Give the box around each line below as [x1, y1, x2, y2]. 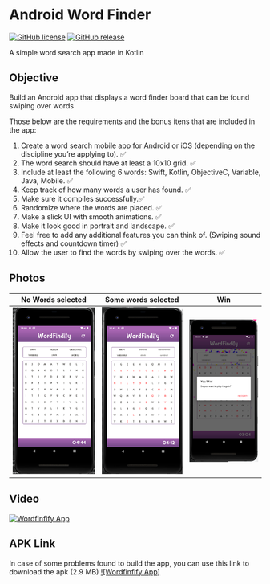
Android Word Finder [9, 6, 151, 24]
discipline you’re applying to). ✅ [20, 149, 127, 158]
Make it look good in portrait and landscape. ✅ [20, 221, 175, 231]
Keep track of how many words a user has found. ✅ [20, 185, 191, 194]
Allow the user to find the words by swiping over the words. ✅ [20, 247, 225, 257]
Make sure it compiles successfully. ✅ [20, 194, 145, 203]
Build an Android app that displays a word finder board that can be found [9, 92, 250, 102]
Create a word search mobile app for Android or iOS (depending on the [20, 141, 256, 150]
